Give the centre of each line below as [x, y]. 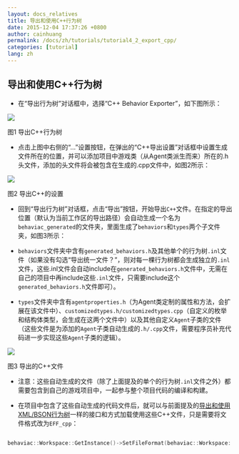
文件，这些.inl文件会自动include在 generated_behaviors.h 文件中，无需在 [123, 268]
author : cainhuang [35, 34]
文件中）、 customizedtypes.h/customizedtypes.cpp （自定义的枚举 [132, 310]
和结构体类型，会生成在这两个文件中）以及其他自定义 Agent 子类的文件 [119, 320]
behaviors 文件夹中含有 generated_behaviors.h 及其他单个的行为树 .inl [119, 250]
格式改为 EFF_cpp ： [51, 423]
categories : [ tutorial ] [43, 47]
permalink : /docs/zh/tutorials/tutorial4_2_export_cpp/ [92, 41]
